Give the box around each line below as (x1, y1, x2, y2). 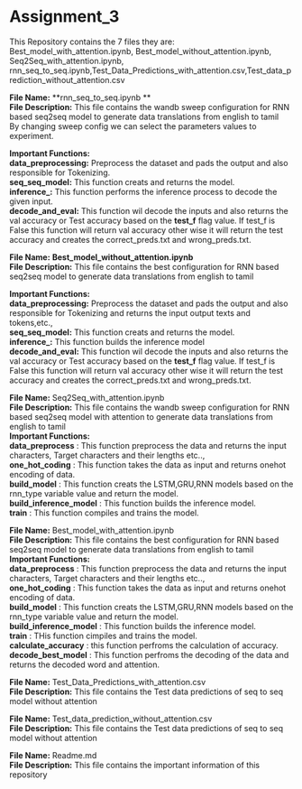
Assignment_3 (9, 6, 120, 27)
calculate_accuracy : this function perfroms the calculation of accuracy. (9, 639, 279, 651)
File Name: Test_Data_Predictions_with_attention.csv (9, 676, 206, 687)
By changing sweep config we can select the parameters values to (9, 120, 257, 132)
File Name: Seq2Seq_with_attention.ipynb (9, 392, 165, 403)
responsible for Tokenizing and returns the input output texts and (9, 307, 251, 318)
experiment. (9, 130, 54, 141)
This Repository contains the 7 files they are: (9, 36, 175, 47)
